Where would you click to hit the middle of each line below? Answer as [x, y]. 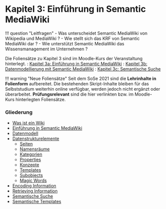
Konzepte [29, 165]
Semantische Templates [37, 202]
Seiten [26, 144]
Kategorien [31, 154]
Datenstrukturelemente [36, 139]
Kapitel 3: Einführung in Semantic [76, 9]
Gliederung [19, 112]
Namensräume [35, 149]
